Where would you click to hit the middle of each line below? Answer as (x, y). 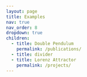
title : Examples (26, 17)
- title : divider (32, 54)
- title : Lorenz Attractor (44, 60)
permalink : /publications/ (49, 49)
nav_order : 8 (22, 27)
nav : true (18, 22)
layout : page (22, 11)
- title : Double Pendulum (43, 44)
